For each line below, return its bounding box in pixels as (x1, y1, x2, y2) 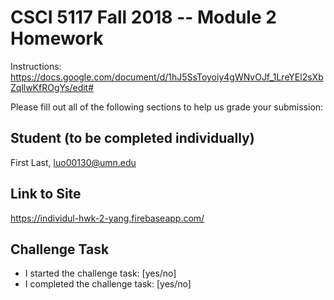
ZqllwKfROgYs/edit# (10, 81, 95, 93)
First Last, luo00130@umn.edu (10, 156, 137, 168)
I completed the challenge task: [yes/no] (24, 278, 192, 290)
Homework (10, 27, 104, 50)
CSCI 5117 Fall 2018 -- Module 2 (10, 6, 277, 29)
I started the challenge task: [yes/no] (24, 267, 177, 280)
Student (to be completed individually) (10, 130, 255, 147)
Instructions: (10, 60, 62, 72)
